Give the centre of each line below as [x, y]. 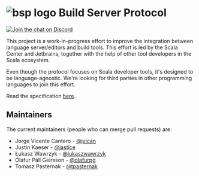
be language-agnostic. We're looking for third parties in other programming [99, 78]
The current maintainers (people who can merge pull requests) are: [89, 129]
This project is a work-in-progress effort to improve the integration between [100, 41]
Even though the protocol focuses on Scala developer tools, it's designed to [100, 71]
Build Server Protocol [112, 13]
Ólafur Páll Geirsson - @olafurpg [55, 160]
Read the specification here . [41, 96]
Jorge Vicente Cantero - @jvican [55, 141]
